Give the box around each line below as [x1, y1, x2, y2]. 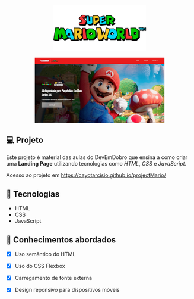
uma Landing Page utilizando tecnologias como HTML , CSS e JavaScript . [6, 160, 187, 167]
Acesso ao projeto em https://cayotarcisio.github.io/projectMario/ [6, 172, 166, 179]
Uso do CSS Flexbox [14, 263, 65, 270]
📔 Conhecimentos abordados [6, 235, 116, 245]
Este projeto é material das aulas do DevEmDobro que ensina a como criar [6, 154, 188, 161]
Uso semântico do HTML [14, 251, 76, 258]
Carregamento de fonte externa [14, 275, 93, 282]
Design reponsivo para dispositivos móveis [14, 286, 120, 294]
